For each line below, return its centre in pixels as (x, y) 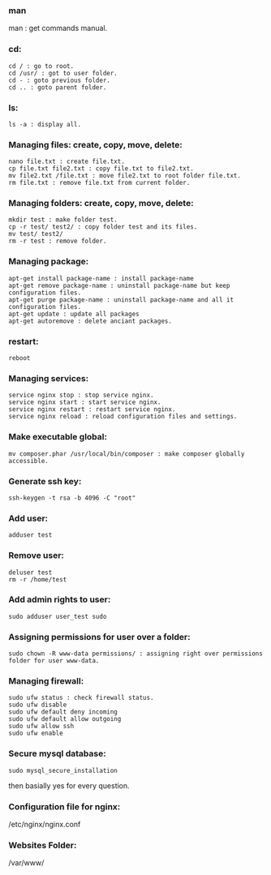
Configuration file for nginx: (65, 806)
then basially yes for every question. (69, 785)
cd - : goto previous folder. (60, 80)
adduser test (30, 535)
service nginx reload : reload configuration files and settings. (123, 417)
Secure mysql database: (58, 753)
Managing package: (49, 262)
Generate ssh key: (45, 481)
